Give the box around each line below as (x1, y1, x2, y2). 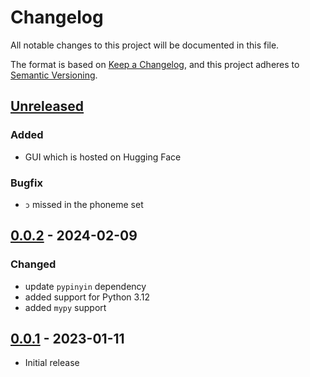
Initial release (24, 357, 80, 369)
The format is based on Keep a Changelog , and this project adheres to (10, 58, 300, 70)
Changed (10, 257, 57, 271)
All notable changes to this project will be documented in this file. (10, 39, 280, 51)
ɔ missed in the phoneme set (24, 198, 144, 210)
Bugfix (10, 176, 43, 190)
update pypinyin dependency (24, 280, 147, 292)
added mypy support (24, 301, 107, 313)
